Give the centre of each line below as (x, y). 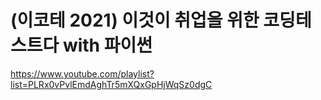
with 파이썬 (107, 45)
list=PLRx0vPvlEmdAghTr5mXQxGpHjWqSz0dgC (111, 84)
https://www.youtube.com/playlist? (82, 73)
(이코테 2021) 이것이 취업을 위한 (135, 20)
